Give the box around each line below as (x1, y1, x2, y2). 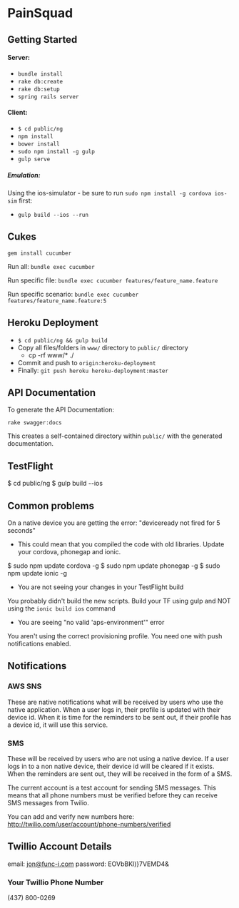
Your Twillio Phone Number (7, 877, 104, 887)
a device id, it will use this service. (7, 720, 108, 729)
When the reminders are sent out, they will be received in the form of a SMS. (7, 770, 233, 778)
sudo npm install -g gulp (17, 148, 95, 155)
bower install (17, 141, 60, 148)
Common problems (7, 499, 95, 511)
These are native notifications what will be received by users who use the (7, 698, 223, 706)
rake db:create (17, 78, 63, 85)
